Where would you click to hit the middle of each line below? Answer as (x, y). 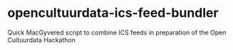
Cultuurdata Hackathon (42, 39)
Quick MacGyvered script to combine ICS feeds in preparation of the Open (117, 32)
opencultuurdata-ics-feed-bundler (113, 13)
